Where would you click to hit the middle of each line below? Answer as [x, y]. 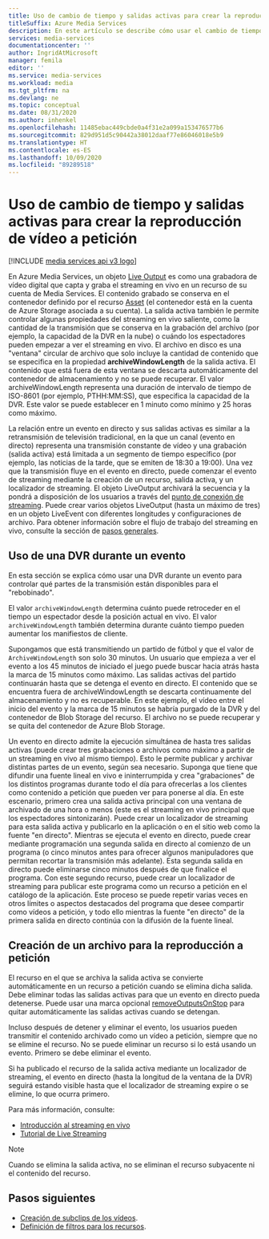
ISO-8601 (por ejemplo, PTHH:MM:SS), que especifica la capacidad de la [129, 396]
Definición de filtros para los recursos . [83, 1226]
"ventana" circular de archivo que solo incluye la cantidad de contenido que [133, 353]
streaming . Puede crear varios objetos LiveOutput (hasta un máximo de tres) [134, 506]
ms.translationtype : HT [48, 142]
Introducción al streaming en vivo [75, 1125]
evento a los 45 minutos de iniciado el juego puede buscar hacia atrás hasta [134, 666]
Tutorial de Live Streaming [63, 1133]
